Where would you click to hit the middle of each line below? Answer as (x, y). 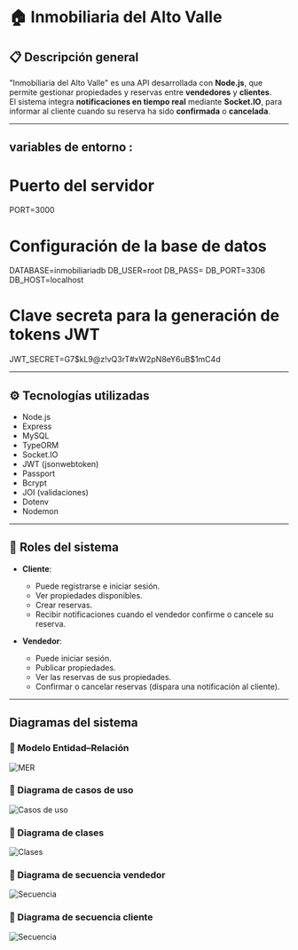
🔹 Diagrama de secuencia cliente (81, 917)
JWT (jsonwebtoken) (60, 464)
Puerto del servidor (82, 185)
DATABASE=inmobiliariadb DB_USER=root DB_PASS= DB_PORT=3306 (137, 271)
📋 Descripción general (74, 57)
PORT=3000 (32, 210)
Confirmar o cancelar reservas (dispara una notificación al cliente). (157, 686)
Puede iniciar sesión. (74, 658)
